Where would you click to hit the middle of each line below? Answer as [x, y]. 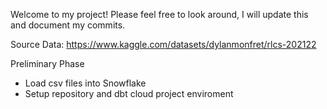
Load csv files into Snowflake [85, 83]
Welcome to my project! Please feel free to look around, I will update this [159, 14]
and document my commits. [68, 25]
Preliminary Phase [47, 63]
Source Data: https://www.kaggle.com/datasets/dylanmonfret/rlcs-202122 [163, 44]
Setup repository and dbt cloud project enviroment [129, 93]
